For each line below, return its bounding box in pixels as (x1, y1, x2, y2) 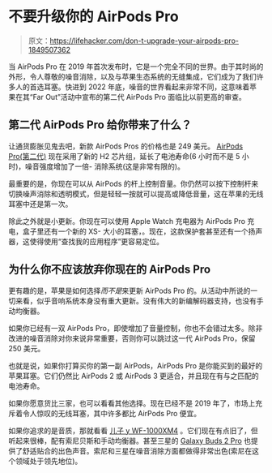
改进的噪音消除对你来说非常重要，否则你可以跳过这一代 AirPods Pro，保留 (8, 333, 257, 343)
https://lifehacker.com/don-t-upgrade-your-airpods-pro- (49, 36, 239, 45)
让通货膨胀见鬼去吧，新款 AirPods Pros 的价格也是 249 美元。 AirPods (8, 141, 244, 151)
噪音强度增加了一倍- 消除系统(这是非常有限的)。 (25, 161, 185, 171)
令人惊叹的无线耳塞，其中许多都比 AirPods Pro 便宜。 (22, 408, 202, 418)
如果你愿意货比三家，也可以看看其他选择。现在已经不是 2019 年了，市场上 (8, 398, 256, 408)
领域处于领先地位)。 (15, 456, 83, 466)
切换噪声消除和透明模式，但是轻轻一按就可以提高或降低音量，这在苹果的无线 (8, 188, 264, 199)
